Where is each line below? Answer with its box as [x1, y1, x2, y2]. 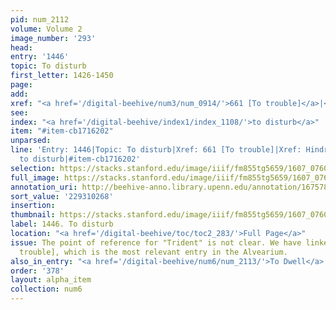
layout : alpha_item [10, 275, 92, 285]
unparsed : [10, 136, 52, 146]
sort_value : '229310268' [10, 191, 114, 201]
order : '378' [10, 266, 65, 276]
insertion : [10, 201, 56, 211]
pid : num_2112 [10, 14, 70, 25]
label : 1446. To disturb [10, 219, 114, 230]
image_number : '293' [10, 33, 97, 43]
